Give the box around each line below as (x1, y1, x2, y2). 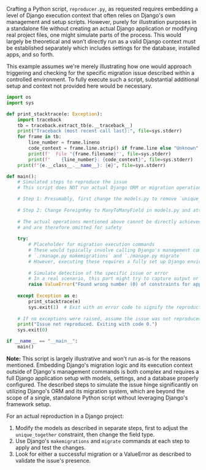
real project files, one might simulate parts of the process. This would (6, 31, 182, 39)
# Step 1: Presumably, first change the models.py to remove (17, 196, 177, 202)
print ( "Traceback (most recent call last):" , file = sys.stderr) (17, 128, 183, 134)
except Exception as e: (17, 293, 78, 299)
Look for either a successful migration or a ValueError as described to (15, 450, 192, 458)
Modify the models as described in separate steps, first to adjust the (15, 424, 188, 431)
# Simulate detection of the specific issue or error (28, 270, 169, 276)
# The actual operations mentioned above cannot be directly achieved (17, 218, 202, 225)
